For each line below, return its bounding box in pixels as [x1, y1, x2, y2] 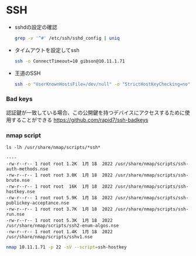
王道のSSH [14, 70, 41, 77]
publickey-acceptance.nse [6, 200, 69, 206]
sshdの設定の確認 [14, 23, 57, 30]
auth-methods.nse [6, 166, 49, 172]
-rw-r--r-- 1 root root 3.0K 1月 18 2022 [6, 172, 113, 178]
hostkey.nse [6, 189, 35, 195]
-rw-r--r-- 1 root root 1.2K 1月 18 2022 [6, 161, 113, 167]
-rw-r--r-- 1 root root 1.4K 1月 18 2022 [6, 229, 113, 235]
